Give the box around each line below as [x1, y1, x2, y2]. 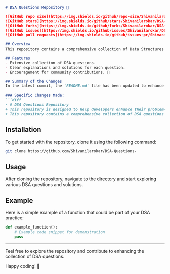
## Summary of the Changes [5, 79, 62, 84]
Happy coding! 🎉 [5, 263, 40, 269]
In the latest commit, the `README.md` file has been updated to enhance [5, 83, 164, 88]
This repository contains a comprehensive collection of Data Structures [5, 47, 164, 52]
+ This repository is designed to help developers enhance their [5, 107, 146, 112]
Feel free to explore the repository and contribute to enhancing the [5, 248, 144, 254]
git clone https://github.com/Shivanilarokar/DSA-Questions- [5, 149, 137, 154]
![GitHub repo [5, 14, 35, 19]
